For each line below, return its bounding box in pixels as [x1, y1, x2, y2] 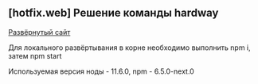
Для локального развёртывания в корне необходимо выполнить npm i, [8, 43, 251, 52]
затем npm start [8, 51, 62, 60]
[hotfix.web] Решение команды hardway [8, 6, 219, 20]
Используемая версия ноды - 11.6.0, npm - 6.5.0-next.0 [8, 67, 195, 76]
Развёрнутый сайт [8, 27, 71, 36]
